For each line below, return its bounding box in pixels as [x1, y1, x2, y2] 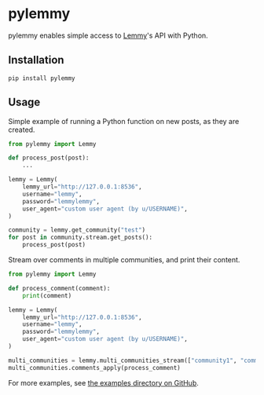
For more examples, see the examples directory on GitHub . [8, 378, 199, 387]
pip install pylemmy [8, 74, 76, 82]
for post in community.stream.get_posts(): [8, 233, 153, 242]
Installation [8, 53, 64, 67]
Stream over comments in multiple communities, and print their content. [8, 255, 240, 265]
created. [8, 125, 35, 134]
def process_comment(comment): [8, 284, 111, 292]
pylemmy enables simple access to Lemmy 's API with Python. [8, 31, 208, 40]
